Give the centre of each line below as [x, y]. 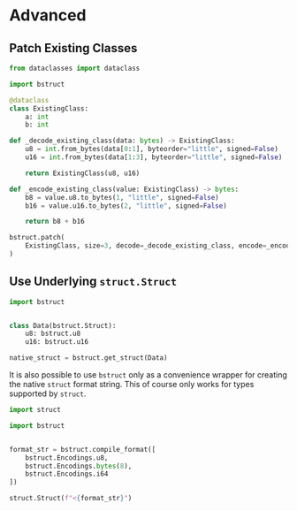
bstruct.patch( [37, 238]
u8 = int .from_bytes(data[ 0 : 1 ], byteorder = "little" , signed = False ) [152, 149]
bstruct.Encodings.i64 [67, 474]
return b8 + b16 [55, 222]
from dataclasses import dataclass [75, 68]
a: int [37, 117]
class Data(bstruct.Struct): [63, 325]
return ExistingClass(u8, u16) [83, 173]
